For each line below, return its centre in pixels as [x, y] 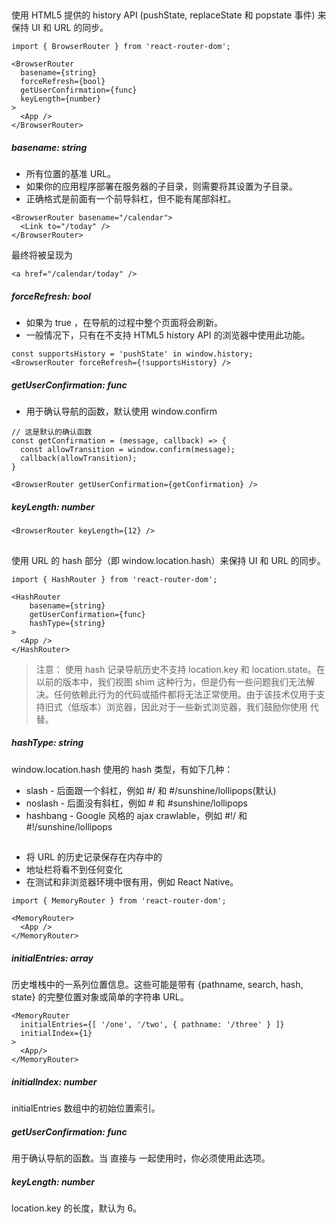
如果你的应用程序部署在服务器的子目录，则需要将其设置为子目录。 [161, 186]
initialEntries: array [52, 958]
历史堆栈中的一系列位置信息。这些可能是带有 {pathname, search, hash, [157, 984]
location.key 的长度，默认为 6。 [77, 1208]
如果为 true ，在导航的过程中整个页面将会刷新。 [124, 323]
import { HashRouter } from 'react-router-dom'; [114, 579]
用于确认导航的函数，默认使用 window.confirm [121, 411]
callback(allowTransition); [79, 459]
